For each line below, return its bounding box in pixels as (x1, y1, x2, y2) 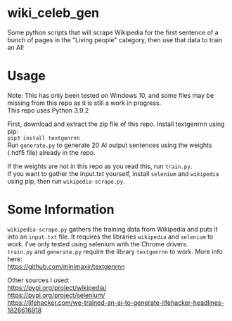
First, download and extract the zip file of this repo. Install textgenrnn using (7, 120, 225, 128)
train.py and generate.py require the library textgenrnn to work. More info (7, 247, 223, 256)
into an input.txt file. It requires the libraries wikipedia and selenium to (7, 232, 214, 241)
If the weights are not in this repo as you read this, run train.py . (7, 162, 193, 170)
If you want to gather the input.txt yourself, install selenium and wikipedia (7, 169, 219, 177)
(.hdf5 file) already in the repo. (7, 148, 96, 156)
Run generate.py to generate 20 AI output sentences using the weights (7, 141, 212, 149)
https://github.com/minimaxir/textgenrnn (7, 262, 125, 270)
